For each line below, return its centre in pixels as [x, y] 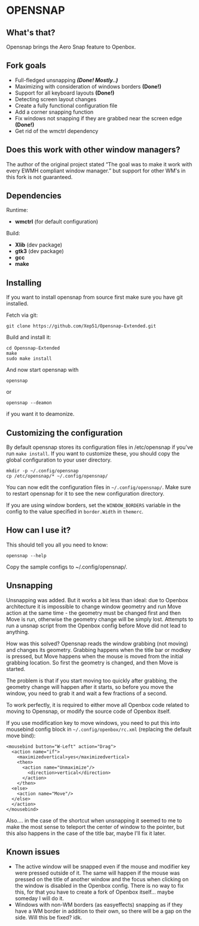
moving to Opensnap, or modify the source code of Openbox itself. [89, 711]
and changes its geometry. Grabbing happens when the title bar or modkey [99, 649]
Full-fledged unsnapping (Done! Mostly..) [66, 80]
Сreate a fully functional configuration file [66, 105]
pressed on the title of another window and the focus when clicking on [102, 879]
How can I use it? [39, 530]
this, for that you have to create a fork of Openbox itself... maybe [94, 892]
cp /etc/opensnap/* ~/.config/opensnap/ [57, 476]
